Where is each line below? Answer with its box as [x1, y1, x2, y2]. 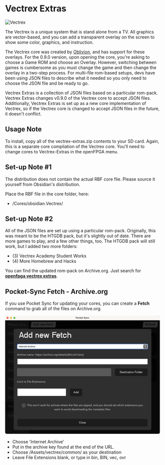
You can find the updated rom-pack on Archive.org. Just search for [5, 268, 141, 274]
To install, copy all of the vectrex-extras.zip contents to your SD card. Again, [5, 138, 160, 144]
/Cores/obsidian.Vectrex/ [12, 200, 63, 206]
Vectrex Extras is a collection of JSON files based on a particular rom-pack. [5, 90, 158, 96]
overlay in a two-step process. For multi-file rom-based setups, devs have [5, 70, 156, 75]
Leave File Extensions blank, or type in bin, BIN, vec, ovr [12, 454, 126, 460]
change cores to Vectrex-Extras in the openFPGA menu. [5, 148, 119, 154]
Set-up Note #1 [5, 163, 52, 172]
